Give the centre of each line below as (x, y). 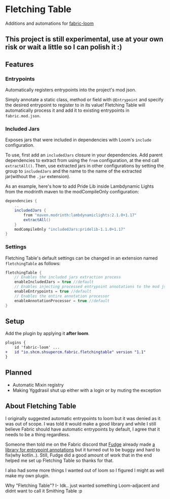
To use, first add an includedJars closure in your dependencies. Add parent (84, 155)
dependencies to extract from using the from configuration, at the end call (82, 160)
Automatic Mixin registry (38, 385)
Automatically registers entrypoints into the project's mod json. (71, 90)
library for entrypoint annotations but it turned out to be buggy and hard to (83, 449)
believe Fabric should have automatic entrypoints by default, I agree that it (83, 429)
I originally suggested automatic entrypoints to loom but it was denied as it (83, 418)
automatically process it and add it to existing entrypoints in (68, 110)
